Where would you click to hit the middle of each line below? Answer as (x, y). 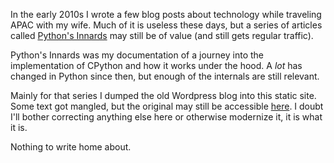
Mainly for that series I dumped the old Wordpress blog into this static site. (163, 95)
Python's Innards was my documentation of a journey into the (137, 55)
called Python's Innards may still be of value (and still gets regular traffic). (162, 35)
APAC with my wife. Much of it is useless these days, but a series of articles (166, 25)
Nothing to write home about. (71, 147)
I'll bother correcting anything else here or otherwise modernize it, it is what (166, 117)
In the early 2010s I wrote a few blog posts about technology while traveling (166, 14)
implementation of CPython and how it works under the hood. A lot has (156, 65)
